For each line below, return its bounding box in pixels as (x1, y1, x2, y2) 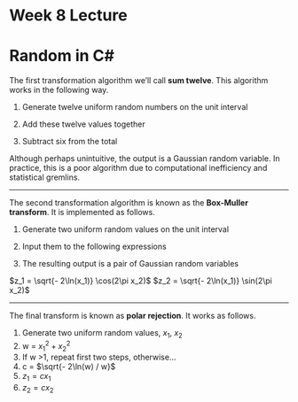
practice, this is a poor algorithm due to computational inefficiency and (9, 163, 268, 174)
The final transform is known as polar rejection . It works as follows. (9, 311, 256, 321)
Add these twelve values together (21, 119, 146, 129)
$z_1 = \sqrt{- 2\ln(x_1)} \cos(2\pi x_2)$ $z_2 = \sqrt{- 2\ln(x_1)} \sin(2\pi (9, 275, 272, 286)
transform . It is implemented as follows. (9, 207, 155, 218)
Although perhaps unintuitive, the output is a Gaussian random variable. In (9, 153, 280, 164)
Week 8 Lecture (9, 5, 128, 26)
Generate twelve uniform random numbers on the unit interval (21, 102, 248, 112)
